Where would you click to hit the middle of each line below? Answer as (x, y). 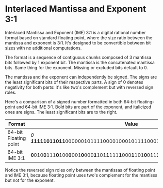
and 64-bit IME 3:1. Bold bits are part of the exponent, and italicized (84, 107)
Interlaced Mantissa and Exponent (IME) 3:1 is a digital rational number (75, 32)
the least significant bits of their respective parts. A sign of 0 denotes (74, 82)
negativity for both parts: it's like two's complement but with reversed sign (79, 87)
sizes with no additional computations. (43, 48)
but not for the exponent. (30, 180)
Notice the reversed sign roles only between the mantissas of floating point (80, 170)
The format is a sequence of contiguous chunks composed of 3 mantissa (78, 57)
